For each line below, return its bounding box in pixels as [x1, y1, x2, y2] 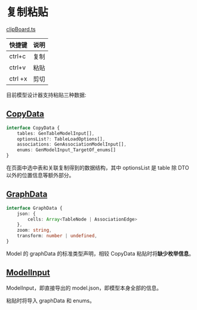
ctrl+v [9, 63, 26, 72]
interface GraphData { [6, 205, 63, 211]
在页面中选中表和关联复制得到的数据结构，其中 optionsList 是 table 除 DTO [6, 164, 189, 171]
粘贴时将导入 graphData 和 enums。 [6, 297, 96, 304]
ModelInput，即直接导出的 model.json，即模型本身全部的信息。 [6, 284, 162, 291]
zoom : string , [17, 228, 52, 234]
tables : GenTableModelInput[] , [17, 130, 95, 136]
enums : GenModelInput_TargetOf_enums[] [17, 147, 116, 153]
